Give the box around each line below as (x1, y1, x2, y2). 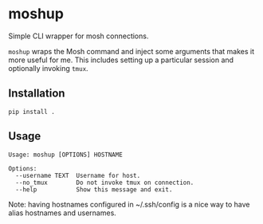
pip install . (8, 108, 56, 116)
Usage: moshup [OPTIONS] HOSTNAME (8, 151, 124, 159)
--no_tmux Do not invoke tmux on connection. (15, 179, 194, 187)
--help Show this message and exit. (15, 185, 173, 194)
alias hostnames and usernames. (8, 208, 117, 218)
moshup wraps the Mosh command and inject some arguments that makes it (8, 46, 255, 56)
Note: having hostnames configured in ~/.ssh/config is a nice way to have (8, 199, 250, 209)
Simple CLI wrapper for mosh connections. (8, 31, 149, 41)
